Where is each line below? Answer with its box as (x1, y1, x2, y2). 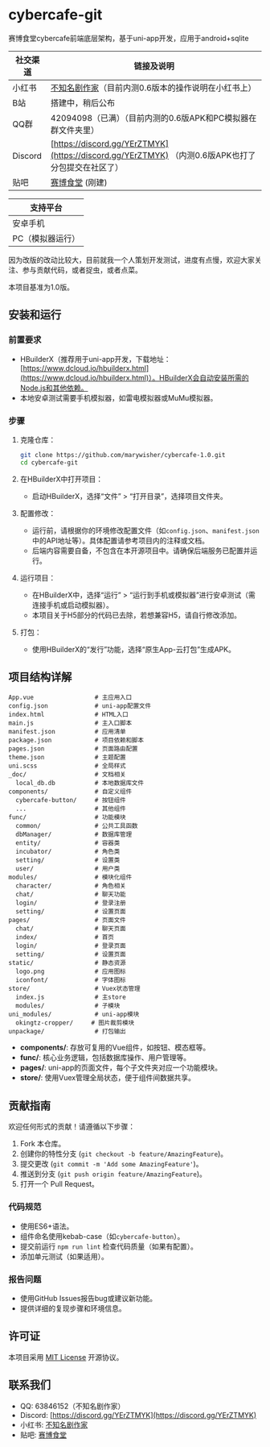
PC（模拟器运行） (12, 232, 80, 243)
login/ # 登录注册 (15, 899, 126, 908)
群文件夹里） (51, 124, 100, 135)
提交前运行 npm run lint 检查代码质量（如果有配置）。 (19, 1241, 198, 1251)
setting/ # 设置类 (15, 856, 121, 864)
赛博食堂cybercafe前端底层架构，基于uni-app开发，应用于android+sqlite (8, 33, 249, 43)
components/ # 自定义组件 (8, 788, 133, 796)
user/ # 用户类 (15, 865, 121, 873)
